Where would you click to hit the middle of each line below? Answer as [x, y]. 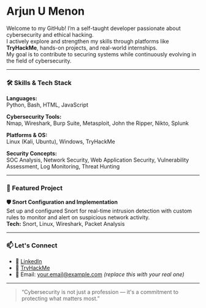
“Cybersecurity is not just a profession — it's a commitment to [100, 291]
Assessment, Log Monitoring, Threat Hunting [63, 167]
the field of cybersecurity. [39, 61]
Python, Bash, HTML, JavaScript [48, 105]
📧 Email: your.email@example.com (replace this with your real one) [100, 274]
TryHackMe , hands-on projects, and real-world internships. [82, 48]
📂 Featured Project [35, 188]
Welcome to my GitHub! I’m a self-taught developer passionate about [93, 28]
